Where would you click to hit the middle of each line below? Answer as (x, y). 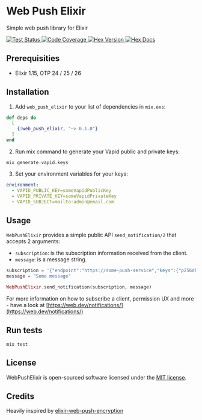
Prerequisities (33, 59)
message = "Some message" (38, 276)
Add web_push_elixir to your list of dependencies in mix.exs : (90, 106)
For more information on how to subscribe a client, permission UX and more (100, 298)
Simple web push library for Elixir (47, 28)
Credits (20, 396)
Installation (28, 92)
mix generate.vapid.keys (37, 162)
